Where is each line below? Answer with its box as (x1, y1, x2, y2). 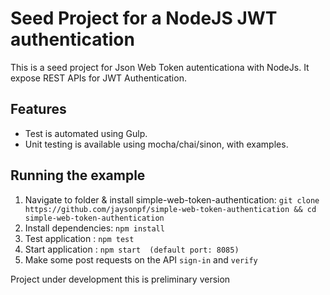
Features (10, 101, 67, 118)
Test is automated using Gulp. (24, 127, 148, 139)
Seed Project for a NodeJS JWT (10, 7, 278, 30)
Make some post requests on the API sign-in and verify (24, 253, 258, 266)
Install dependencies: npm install (24, 222, 165, 234)
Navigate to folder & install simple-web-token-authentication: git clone (24, 193, 320, 206)
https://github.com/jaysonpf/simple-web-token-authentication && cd (24, 204, 317, 214)
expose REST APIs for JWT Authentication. (10, 72, 187, 84)
